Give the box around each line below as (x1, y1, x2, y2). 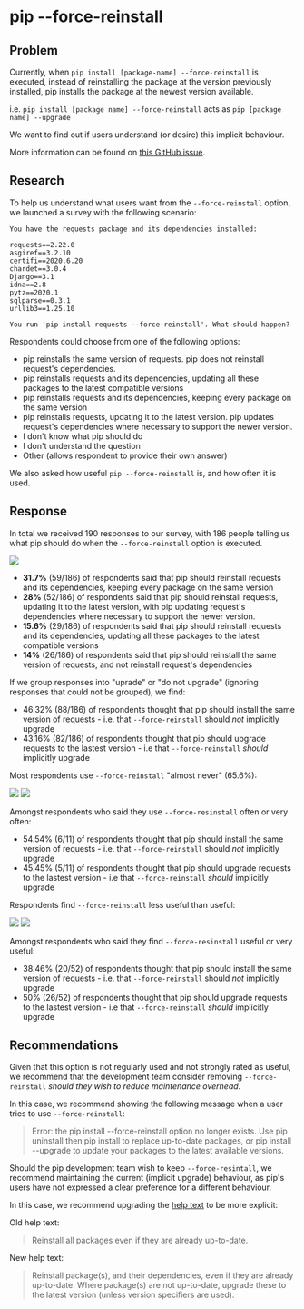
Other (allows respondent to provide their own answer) (22, 450, 228, 461)
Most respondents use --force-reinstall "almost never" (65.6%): (9, 770, 257, 781)
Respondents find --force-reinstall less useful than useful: (9, 899, 236, 910)
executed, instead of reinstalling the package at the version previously (9, 76, 272, 87)
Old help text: (9, 1217, 60, 1228)
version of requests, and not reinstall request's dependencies (22, 659, 252, 670)
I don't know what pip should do (22, 430, 143, 442)
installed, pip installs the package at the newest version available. (9, 86, 254, 96)
